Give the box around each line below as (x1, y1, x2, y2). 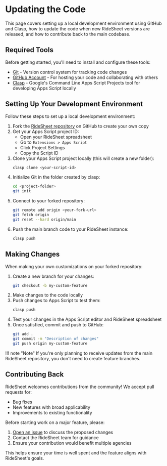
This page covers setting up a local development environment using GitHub (5, 20, 162, 26)
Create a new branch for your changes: (12, 273, 94, 279)
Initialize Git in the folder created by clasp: (12, 174, 100, 180)
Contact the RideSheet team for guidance (12, 434, 99, 441)
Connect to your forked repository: (12, 198, 85, 204)
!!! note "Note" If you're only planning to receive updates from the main (5, 350, 153, 356)
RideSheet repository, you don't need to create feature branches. (5, 355, 141, 361)
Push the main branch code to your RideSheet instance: (12, 226, 129, 232)
